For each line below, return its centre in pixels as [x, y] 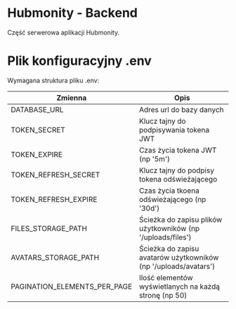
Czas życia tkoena [170, 190]
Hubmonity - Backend [73, 13]
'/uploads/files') [165, 237]
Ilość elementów [166, 277]
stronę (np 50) [163, 295]
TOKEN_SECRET [38, 130]
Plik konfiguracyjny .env [80, 61]
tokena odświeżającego [178, 179]
